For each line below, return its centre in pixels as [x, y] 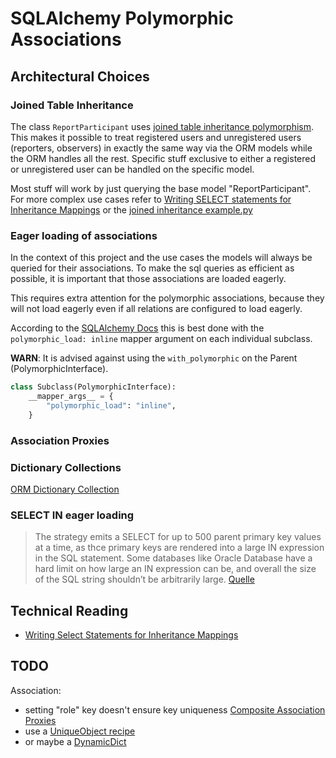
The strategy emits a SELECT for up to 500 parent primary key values [178, 537]
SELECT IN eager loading [72, 515]
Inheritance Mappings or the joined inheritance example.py [131, 209]
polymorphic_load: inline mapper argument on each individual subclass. [161, 339]
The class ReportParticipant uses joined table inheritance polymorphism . [162, 126]
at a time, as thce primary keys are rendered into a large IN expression [179, 548]
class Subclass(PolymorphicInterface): [93, 387]
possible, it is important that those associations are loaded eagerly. [148, 279]
